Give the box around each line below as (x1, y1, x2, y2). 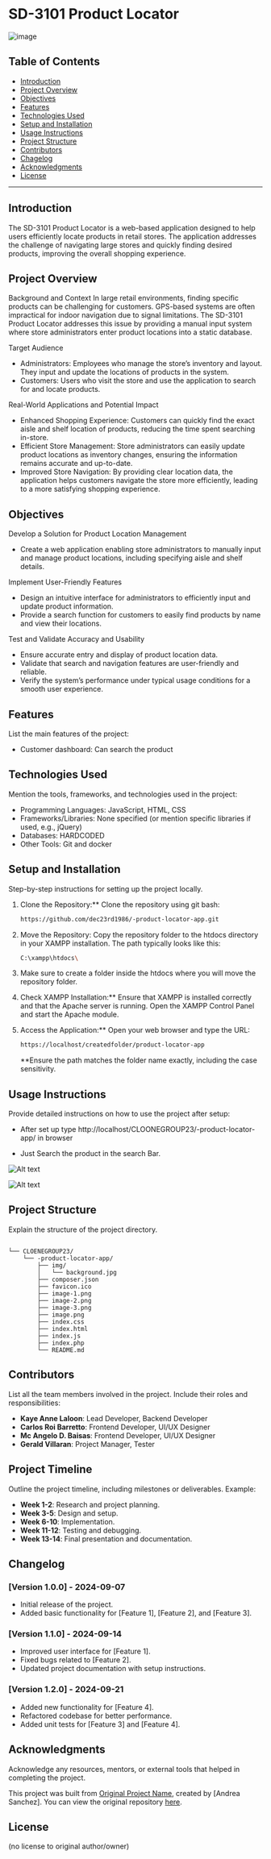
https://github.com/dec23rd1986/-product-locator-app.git (19, 915, 219, 923)
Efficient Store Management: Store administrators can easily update (19, 441, 245, 451)
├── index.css (37, 1317, 85, 1326)
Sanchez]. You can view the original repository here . (8, 1797, 183, 1807)
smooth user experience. (19, 684, 103, 694)
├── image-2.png (37, 1296, 92, 1304)
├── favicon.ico (37, 1283, 92, 1291)
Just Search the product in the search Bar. (19, 1149, 161, 1158)
